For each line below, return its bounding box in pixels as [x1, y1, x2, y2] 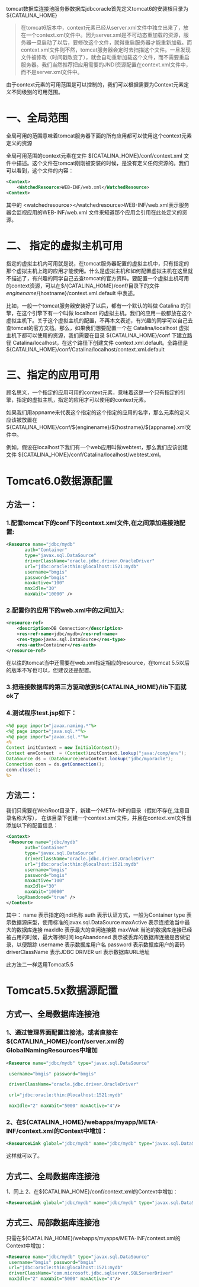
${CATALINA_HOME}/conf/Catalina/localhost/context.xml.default [6, 345, 165, 353]
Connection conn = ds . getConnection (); [6, 761, 105, 767]
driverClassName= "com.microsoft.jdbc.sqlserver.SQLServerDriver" [8, 1270, 174, 1276]
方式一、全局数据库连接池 [6, 1009, 99, 1019]
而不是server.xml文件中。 [20, 69, 83, 75]
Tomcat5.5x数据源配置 [6, 984, 118, 997]
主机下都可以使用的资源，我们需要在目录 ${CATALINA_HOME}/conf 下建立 [6, 331, 188, 339]
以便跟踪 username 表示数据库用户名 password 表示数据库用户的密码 [16, 941, 185, 948]
